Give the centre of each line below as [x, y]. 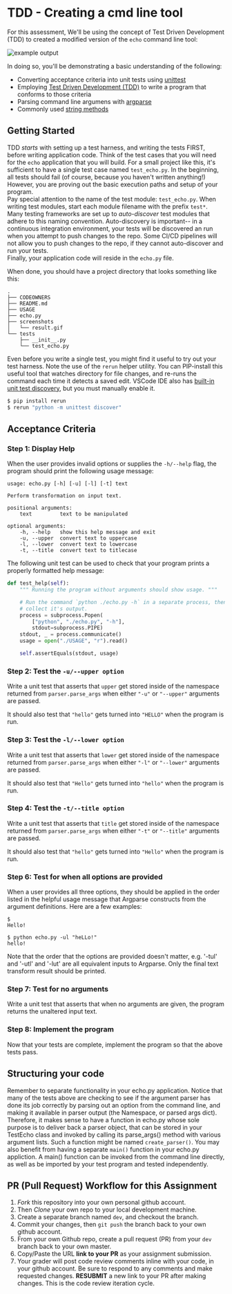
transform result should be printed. [57, 971]
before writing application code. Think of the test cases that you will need [112, 154]
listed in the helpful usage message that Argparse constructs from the [107, 899]
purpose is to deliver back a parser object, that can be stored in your [105, 1127]
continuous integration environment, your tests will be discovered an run [110, 228]
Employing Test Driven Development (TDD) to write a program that [112, 87]
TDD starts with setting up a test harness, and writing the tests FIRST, [106, 148]
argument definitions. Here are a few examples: [75, 907]
